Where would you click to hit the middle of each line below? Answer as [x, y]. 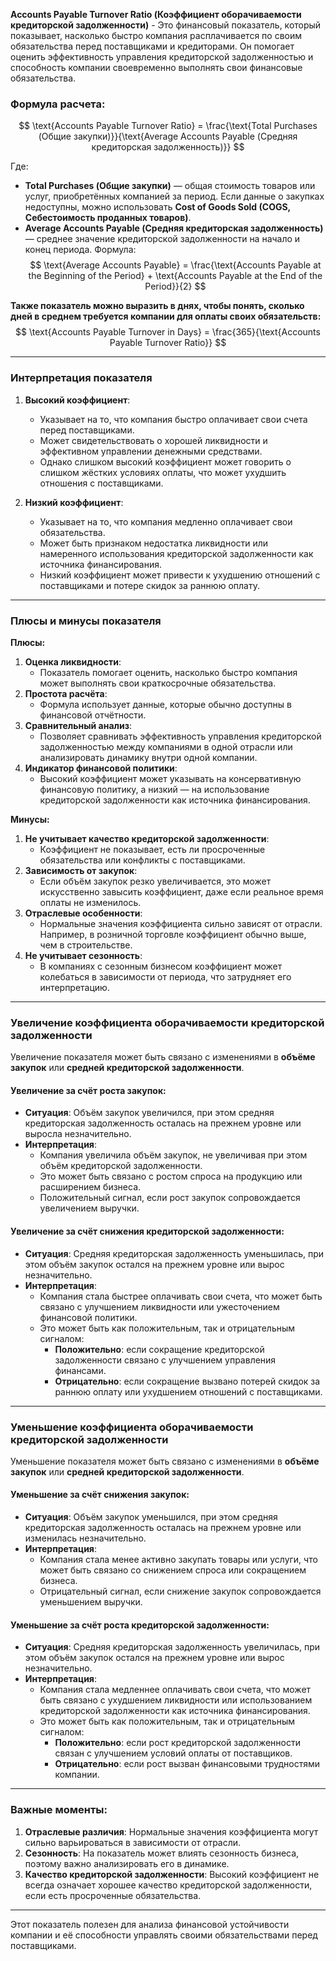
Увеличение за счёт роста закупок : [88, 1090]
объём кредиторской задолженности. [121, 1166]
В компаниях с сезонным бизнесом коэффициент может [161, 966]
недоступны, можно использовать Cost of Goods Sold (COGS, [157, 207]
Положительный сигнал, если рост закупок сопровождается [170, 1198]
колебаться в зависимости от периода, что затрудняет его [165, 976]
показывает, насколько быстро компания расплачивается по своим [156, 35]
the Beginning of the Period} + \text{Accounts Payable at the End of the [175, 276]
